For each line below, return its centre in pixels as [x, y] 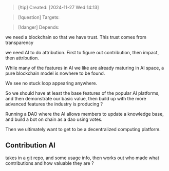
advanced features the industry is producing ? [54, 104]
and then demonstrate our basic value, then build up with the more [76, 99]
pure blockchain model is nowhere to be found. [55, 73]
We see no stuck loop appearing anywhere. [51, 83]
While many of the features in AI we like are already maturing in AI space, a [85, 68]
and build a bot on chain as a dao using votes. [54, 119]
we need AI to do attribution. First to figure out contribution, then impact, [82, 52]
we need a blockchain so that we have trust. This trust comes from [76, 37]
